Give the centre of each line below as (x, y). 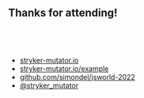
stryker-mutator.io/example (64, 69)
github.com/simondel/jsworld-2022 (78, 77)
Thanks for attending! (63, 13)
